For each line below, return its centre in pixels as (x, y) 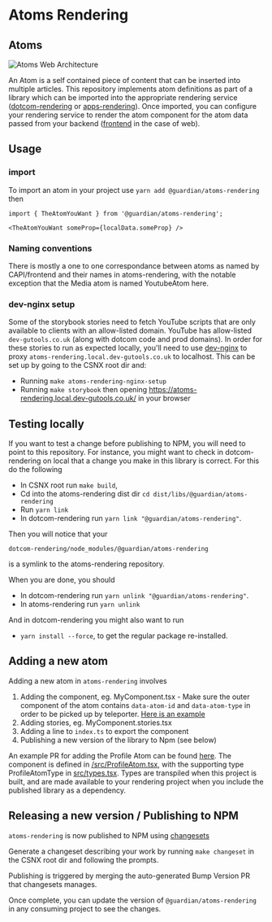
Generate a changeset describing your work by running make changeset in (131, 851)
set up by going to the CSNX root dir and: (78, 365)
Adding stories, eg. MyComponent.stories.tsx (96, 723)
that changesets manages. (53, 884)
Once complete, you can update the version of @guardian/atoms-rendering (133, 900)
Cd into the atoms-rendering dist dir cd (85, 494)
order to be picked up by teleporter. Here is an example (112, 714)
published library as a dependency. (67, 790)
